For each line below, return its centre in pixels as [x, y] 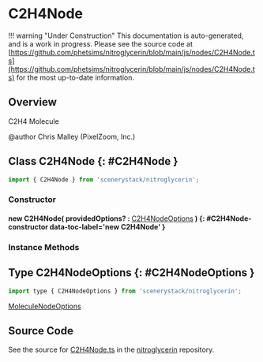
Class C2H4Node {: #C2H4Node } [93, 161]
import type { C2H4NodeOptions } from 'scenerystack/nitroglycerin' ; [125, 291]
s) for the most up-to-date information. [71, 77]
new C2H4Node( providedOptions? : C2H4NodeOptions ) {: [107, 218]
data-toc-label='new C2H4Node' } [107, 226]
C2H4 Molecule [34, 121]
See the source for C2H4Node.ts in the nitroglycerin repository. [111, 350]
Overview [33, 102]
